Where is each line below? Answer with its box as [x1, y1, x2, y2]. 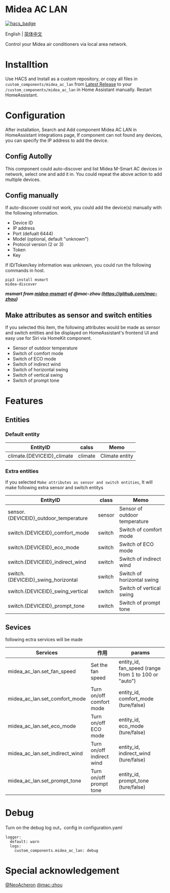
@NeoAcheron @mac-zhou [5, 882, 63, 888]
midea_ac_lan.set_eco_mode [8, 723, 76, 730]
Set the [91, 662, 108, 669]
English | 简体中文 [5, 31, 42, 37]
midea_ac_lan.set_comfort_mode [8, 695, 86, 702]
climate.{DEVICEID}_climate [8, 453, 73, 460]
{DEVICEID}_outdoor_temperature [8, 515, 88, 522]
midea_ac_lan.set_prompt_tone [8, 777, 81, 784]
